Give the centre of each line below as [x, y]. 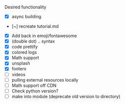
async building [26, 16]
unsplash [21, 63]
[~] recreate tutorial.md [35, 26]
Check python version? [35, 91]
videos [18, 74]
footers [19, 69]
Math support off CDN [34, 85]
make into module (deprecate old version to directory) [66, 96]
